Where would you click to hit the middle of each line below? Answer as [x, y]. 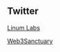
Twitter [23, 11]
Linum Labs [23, 27]
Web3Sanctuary [30, 41]
